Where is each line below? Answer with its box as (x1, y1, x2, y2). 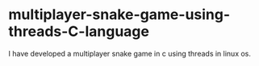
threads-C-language (8, 22, 149, 41)
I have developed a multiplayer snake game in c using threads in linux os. (8, 49, 252, 58)
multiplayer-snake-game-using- (8, 6, 231, 24)
